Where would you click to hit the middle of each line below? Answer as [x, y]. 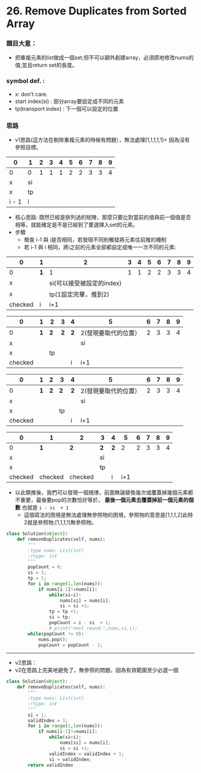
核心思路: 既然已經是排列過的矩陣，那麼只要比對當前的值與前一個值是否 [103, 217]
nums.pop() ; [53, 639]
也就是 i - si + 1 [45, 507]
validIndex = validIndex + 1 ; [86, 754]
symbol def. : [25, 81]
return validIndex [51, 765]
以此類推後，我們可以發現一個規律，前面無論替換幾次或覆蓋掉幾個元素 [101, 492]
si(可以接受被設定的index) [85, 284]
